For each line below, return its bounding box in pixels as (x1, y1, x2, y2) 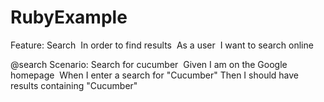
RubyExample (10, 6, 128, 29)
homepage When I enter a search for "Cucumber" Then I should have (10, 69, 300, 81)
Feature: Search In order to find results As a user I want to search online (10, 39, 314, 51)
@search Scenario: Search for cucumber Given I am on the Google (10, 58, 288, 70)
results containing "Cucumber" (10, 79, 138, 91)
